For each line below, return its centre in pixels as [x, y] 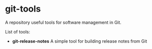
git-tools [23, 9]
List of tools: [18, 32]
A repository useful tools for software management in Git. [63, 22]
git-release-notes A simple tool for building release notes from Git [80, 41]
